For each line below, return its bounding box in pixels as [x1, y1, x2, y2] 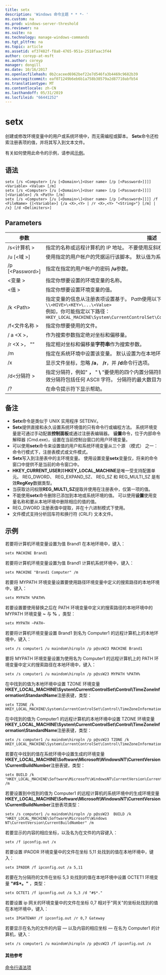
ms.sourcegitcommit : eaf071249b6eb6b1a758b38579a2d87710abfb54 [5, 76, 138, 81]
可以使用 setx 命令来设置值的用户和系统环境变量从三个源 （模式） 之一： [12, 442, 159, 449]
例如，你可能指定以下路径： [45, 308, 110, 315]
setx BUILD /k [5, 772, 35, 778]
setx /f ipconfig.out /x [5, 840, 56, 845]
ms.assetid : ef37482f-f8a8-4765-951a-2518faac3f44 [5, 49, 112, 54]
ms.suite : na [5, 30, 32, 35]
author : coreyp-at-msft [5, 53, 54, 59]
